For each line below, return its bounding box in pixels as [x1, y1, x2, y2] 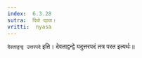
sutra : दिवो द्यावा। [7, 17, 56, 24]
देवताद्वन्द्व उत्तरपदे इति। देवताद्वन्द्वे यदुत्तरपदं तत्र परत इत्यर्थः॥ [7, 43, 135, 51]
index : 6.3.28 [7, 10, 52, 17]
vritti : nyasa [7, 23, 52, 30]
